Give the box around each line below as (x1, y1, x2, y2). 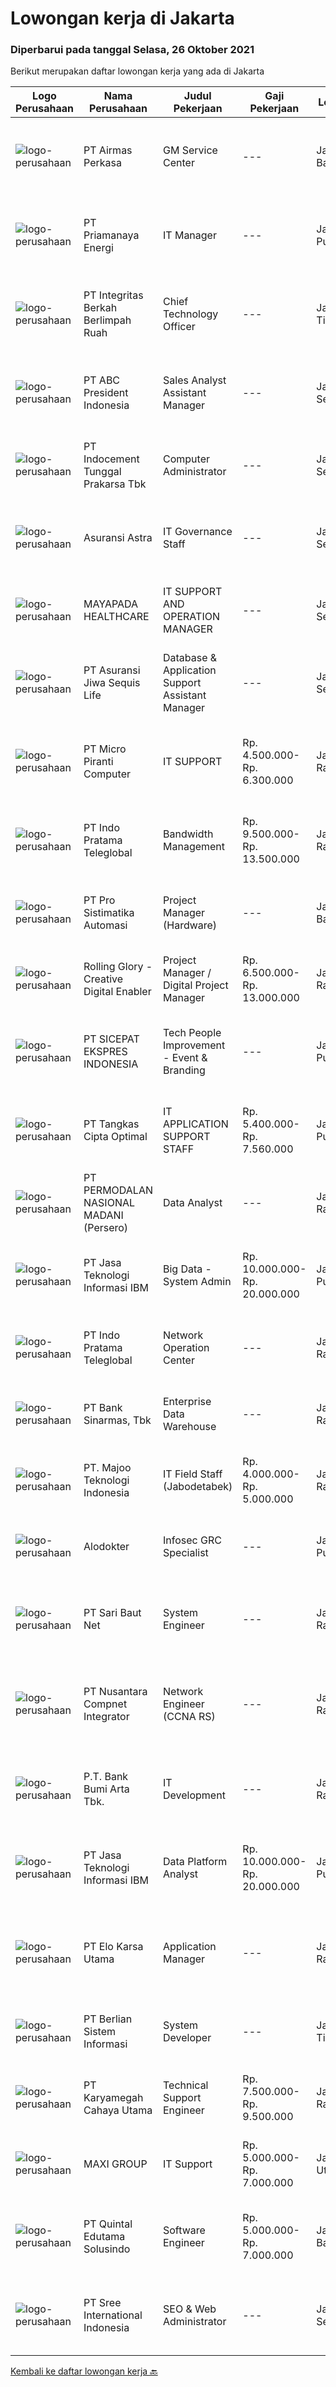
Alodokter (83, 1540, 130, 1554)
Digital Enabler (83, 985, 152, 999)
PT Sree (83, 2296, 122, 2310)
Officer (163, 320, 196, 334)
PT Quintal (83, 2217, 133, 2231)
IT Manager (163, 228, 217, 242)
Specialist (163, 1546, 209, 1560)
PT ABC (83, 373, 121, 387)
